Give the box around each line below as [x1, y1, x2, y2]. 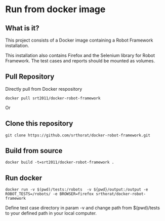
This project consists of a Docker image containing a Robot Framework [5, 37, 153, 43]
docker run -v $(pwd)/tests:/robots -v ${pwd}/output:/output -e [5, 187, 148, 192]
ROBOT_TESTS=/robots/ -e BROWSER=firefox [5, 192, 94, 197]
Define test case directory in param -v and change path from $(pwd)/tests [5, 205, 160, 211]
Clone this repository [5, 119, 73, 128]
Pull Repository [5, 72, 55, 81]
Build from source [5, 146, 63, 155]
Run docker [5, 173, 43, 182]
